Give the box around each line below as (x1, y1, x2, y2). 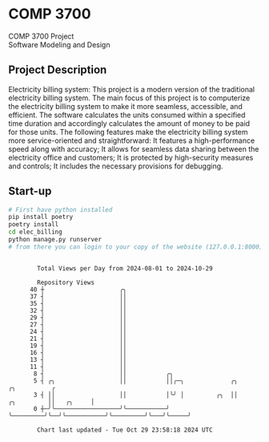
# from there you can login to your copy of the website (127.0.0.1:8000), (8, 242, 267, 251)
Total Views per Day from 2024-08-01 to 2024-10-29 (37, 264, 214, 273)
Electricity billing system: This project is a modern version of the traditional (8, 84, 255, 94)
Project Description (8, 63, 107, 77)
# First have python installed (8, 205, 113, 213)
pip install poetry (8, 213, 74, 221)
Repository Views (37, 278, 94, 286)
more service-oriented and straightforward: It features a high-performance (8, 136, 255, 145)
